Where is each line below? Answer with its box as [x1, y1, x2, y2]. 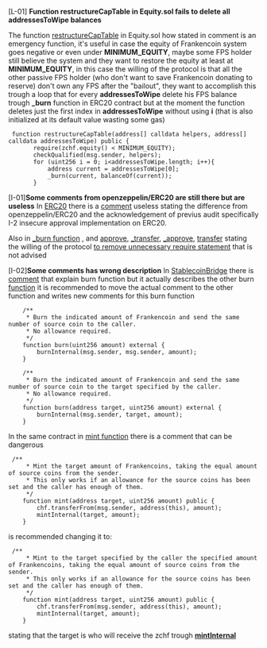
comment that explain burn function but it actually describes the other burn [8, 274, 254, 283]
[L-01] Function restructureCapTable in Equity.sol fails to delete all [8, 7, 230, 16]
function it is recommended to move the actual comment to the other [8, 283, 234, 292]
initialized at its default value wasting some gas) [8, 115, 165, 124]
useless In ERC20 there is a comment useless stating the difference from [8, 202, 248, 210]
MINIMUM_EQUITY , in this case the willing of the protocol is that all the [8, 64, 242, 74]
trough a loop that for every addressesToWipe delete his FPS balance [8, 90, 238, 98]
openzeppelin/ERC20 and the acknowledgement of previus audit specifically [8, 210, 259, 219]
